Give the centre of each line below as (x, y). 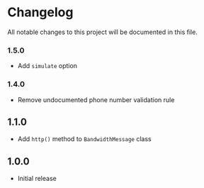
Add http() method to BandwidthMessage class (84, 139)
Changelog (40, 12)
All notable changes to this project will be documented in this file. (103, 32)
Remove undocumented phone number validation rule (96, 99)
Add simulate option (47, 66)
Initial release (37, 179)
